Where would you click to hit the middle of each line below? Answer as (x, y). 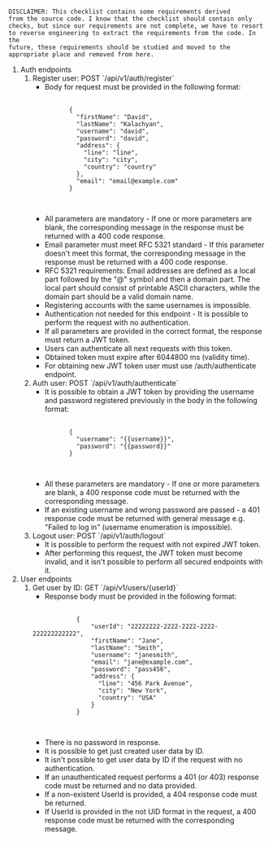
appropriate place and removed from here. (81, 55)
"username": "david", (113, 131)
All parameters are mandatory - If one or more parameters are (148, 219)
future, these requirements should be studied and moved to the (119, 47)
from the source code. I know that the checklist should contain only (130, 19)
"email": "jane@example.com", (142, 662)
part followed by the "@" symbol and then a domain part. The (147, 279)
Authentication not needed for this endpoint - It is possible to (146, 314)
